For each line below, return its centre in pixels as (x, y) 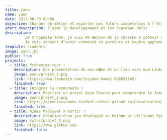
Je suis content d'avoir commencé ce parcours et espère (85, 42)
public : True (19, 56)
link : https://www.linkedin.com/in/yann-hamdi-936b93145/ (75, 79)
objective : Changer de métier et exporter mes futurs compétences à (78, 24)
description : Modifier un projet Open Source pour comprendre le (83, 93)
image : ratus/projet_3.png (42, 120)
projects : (15, 61)
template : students (25, 47)
